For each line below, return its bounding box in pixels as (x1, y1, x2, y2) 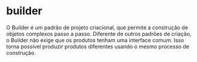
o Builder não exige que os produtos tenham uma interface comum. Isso (6, 36, 184, 44)
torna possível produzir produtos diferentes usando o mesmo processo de (6, 43, 190, 50)
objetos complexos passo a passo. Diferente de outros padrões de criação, (6, 30, 192, 37)
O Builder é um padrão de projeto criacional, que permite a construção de (6, 24, 189, 31)
